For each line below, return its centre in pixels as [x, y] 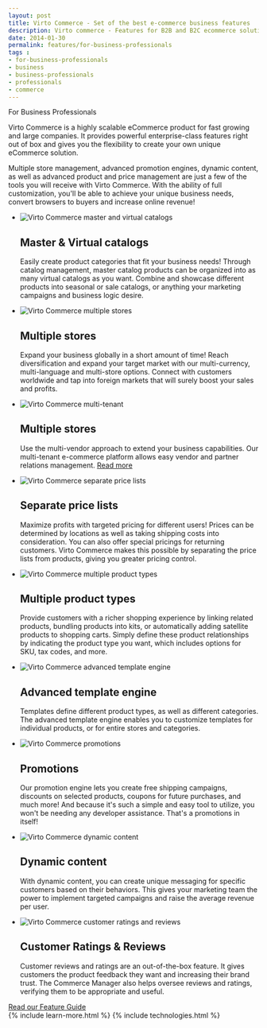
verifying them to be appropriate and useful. [92, 991]
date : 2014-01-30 [37, 38]
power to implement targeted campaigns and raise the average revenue [137, 898]
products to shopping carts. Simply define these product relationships [134, 635]
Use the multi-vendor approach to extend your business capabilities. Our [139, 448]
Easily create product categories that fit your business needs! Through [135, 262]
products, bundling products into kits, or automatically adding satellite [134, 626]
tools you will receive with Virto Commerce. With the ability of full [115, 185]
